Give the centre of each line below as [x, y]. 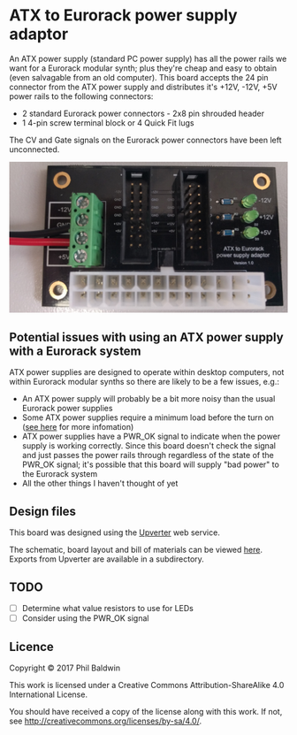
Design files [43, 511]
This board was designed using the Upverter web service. [115, 532]
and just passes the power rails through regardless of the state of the [148, 456]
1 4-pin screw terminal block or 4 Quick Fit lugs [108, 122]
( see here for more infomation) [78, 427]
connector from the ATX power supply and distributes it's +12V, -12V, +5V [143, 87]
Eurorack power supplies [67, 409]
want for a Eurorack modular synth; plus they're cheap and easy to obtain [143, 68]
